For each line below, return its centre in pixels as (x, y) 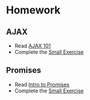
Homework (33, 10)
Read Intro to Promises (42, 84)
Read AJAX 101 (33, 46)
